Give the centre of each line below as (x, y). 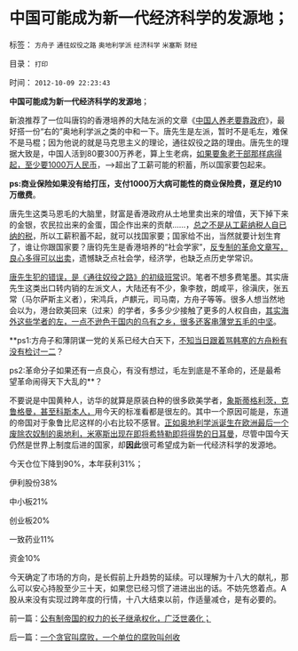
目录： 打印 (29, 63)
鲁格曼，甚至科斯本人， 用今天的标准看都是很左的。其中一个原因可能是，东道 (149, 411)
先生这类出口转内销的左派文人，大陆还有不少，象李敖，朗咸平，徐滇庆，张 (145, 288)
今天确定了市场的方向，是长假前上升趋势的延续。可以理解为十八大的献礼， (145, 577)
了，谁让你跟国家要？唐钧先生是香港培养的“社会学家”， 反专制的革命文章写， (149, 246)
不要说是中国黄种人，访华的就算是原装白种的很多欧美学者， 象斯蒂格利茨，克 (149, 400)
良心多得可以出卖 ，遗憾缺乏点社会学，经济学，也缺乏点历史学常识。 (133, 258)
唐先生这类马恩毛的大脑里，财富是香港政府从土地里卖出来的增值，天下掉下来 (149, 213)
